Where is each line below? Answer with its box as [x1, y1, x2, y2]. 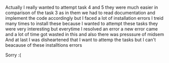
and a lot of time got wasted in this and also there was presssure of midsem [5, 31, 164, 37]
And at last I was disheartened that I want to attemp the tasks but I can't [5, 37, 156, 43]
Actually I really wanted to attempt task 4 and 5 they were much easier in [5, 5, 158, 10]
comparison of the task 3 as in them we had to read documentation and [5, 10, 155, 16]
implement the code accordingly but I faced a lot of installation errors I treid [5, 15, 164, 21]
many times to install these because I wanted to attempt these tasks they [5, 20, 158, 26]
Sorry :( [5, 52, 21, 58]
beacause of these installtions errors [5, 42, 82, 48]
